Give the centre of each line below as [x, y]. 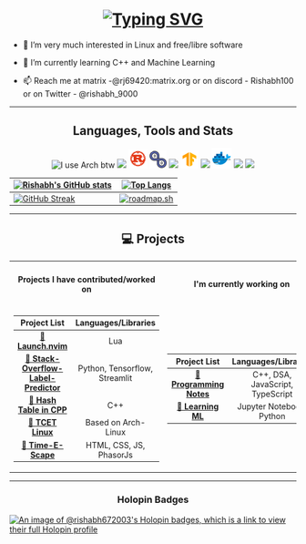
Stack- [46, 358]
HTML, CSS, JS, [116, 445]
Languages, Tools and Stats [153, 131]
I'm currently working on [242, 284]
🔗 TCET [42, 423]
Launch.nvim [43, 345]
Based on [103, 423]
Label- [42, 377]
